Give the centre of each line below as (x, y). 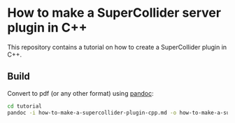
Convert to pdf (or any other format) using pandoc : (80, 93)
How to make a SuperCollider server (114, 13)
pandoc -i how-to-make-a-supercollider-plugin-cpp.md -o (92, 113)
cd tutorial (24, 106)
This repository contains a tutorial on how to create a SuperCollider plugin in (117, 47)
